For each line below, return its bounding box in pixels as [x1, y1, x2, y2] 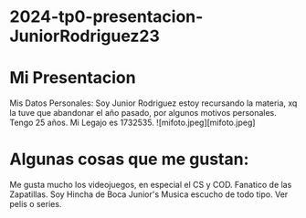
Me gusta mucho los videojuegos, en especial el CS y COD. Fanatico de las [9, 180, 292, 191]
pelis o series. [9, 199, 62, 210]
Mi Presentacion [9, 67, 136, 88]
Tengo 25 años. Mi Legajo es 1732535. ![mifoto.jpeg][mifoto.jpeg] [9, 117, 256, 129]
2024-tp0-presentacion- [9, 6, 204, 27]
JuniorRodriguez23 [9, 26, 160, 47]
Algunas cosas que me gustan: [9, 149, 249, 170]
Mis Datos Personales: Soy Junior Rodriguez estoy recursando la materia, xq [9, 98, 298, 109]
